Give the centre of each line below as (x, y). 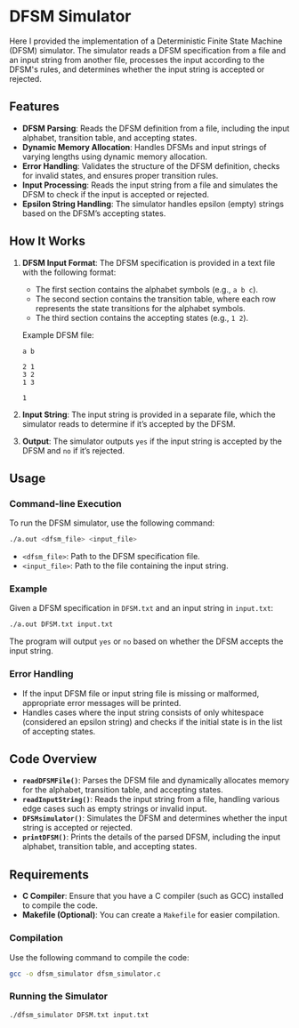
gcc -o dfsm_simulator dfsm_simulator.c (85, 974)
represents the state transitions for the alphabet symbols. (141, 308)
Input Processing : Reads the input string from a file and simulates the (150, 185)
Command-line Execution (65, 503)
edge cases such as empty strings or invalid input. (114, 809)
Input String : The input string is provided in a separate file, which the (149, 414)
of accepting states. (59, 731)
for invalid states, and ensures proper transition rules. (120, 175)
